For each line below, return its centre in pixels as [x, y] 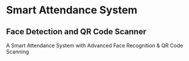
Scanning [18, 52]
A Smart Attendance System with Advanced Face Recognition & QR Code [95, 45]
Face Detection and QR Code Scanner [76, 32]
